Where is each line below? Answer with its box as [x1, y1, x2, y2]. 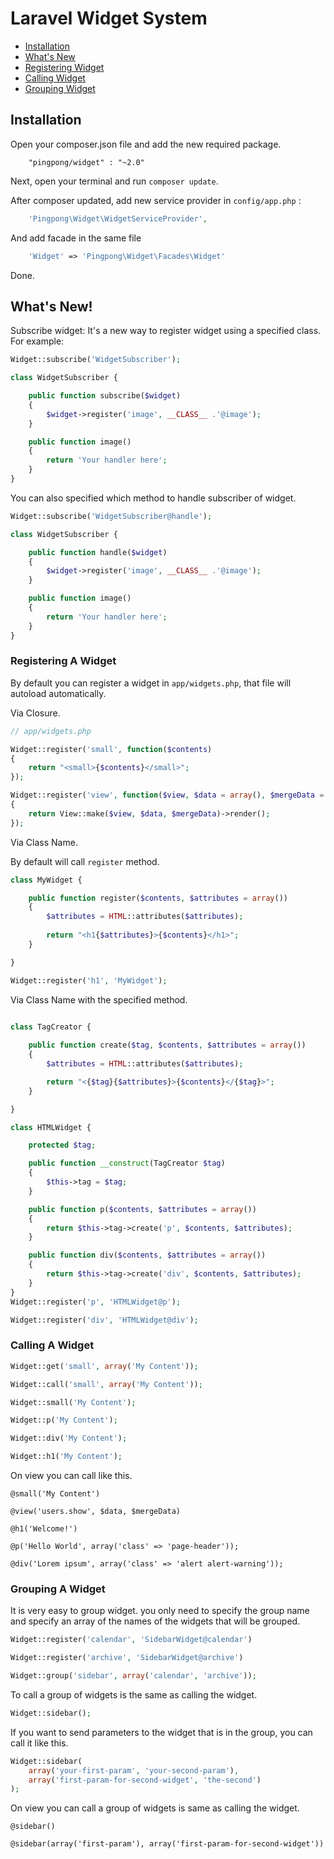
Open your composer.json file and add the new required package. [10, 138, 282, 150]
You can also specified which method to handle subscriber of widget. [10, 492, 297, 504]
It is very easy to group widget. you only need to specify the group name [10, 1605, 310, 1617]
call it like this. [10, 1737, 69, 1749]
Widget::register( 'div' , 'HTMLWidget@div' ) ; [10, 1315, 199, 1325]
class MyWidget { [10, 875, 83, 885]
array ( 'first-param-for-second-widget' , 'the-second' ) [28, 1775, 262, 1785]
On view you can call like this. [10, 1470, 133, 1482]
